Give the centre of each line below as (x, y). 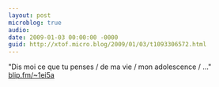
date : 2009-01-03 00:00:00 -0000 (63, 37)
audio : (19, 30)
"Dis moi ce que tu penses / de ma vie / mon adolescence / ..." (110, 67)
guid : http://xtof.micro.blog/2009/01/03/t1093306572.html (108, 45)
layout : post (30, 15)
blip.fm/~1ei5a (32, 75)
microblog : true (35, 23)
